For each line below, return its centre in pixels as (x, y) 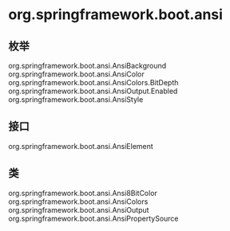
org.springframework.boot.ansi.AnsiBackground (87, 66)
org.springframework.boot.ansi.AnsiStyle (76, 100)
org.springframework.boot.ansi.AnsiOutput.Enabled (93, 91)
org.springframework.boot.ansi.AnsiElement (81, 146)
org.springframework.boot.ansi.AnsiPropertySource (93, 218)
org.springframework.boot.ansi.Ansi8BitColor (83, 193)
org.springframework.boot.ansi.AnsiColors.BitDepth (93, 82)
